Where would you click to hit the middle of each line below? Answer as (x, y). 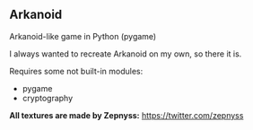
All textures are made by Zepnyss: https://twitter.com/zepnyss (126, 115)
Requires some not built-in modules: (76, 71)
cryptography (48, 98)
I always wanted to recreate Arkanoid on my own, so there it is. (126, 54)
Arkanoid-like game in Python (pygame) (83, 36)
